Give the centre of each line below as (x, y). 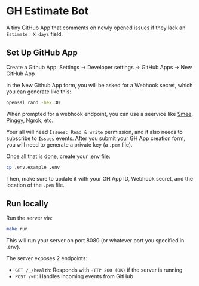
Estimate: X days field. (35, 34)
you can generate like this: (39, 92)
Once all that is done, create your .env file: (58, 156)
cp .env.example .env (33, 167)
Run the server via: (29, 218)
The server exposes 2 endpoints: (47, 258)
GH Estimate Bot (48, 11)
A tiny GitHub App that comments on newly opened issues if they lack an (96, 28)
